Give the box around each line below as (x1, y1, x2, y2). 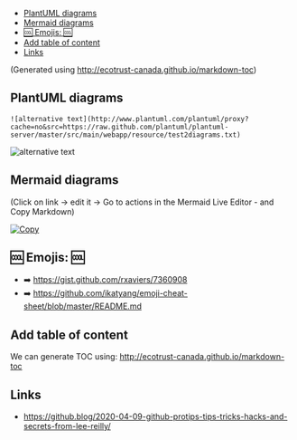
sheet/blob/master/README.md (23, 301, 143, 311)
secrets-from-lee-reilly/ (23, 421, 111, 432)
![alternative (10, 114, 64, 123)
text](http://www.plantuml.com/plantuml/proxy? (67, 114, 249, 123)
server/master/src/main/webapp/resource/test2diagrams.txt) (10, 130, 242, 139)
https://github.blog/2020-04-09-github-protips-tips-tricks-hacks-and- (23, 411, 288, 422)
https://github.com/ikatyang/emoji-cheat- (32, 288, 189, 299)
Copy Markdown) (10, 206, 75, 216)
